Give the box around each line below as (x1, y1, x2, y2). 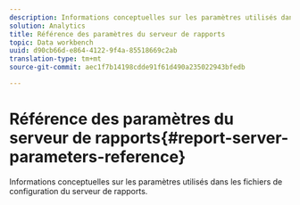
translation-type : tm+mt (9, 54, 102, 63)
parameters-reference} (9, 147, 186, 168)
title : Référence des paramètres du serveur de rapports (9, 29, 226, 38)
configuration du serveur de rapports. (9, 185, 148, 196)
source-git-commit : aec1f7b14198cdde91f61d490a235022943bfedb (9, 63, 246, 72)
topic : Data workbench (9, 37, 94, 47)
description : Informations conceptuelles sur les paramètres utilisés (9, 12, 278, 22)
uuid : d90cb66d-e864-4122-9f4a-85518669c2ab (9, 46, 178, 55)
